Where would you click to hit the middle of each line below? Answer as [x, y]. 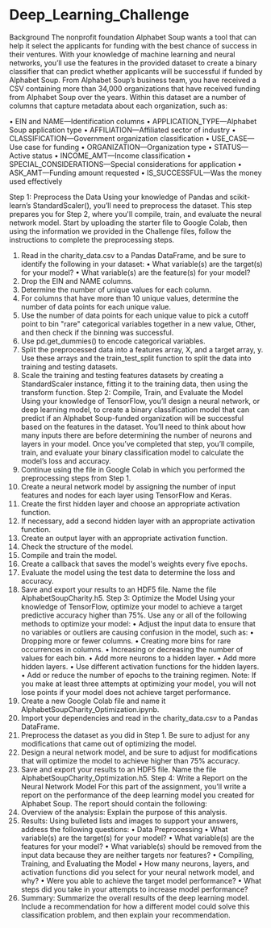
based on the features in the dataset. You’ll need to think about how [133, 427]
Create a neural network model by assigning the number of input [128, 486]
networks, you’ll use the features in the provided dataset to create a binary [133, 63]
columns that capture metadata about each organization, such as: [119, 106]
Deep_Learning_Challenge [99, 15]
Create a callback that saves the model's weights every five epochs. [134, 564]
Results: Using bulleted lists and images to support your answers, [129, 821]
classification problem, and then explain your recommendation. [125, 915]
